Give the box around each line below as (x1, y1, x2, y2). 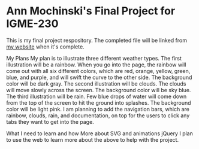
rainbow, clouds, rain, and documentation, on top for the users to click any (6, 112, 190, 119)
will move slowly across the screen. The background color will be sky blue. (6, 86, 191, 93)
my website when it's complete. (6, 43, 85, 50)
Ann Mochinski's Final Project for (6, 4, 176, 18)
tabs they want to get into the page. (6, 118, 94, 125)
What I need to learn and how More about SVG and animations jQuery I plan (6, 130, 193, 137)
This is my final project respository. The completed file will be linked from (6, 37, 188, 44)
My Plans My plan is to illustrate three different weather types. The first (6, 54, 182, 62)
